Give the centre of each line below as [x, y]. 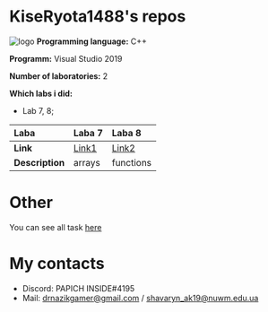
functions [132, 162]
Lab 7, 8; [38, 110]
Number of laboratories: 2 [59, 76]
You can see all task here [56, 227]
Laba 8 [126, 133]
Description [39, 162]
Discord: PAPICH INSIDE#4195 [78, 288]
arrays [86, 162]
